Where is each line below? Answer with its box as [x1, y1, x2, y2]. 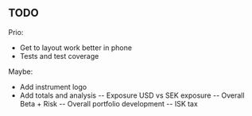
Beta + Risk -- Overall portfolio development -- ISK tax [19, 99, 199, 108]
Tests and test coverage [19, 51, 99, 60]
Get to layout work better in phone [19, 43, 133, 52]
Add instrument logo [19, 82, 87, 91]
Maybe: [8, 67, 33, 76]
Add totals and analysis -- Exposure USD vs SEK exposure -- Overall [19, 91, 245, 100]
